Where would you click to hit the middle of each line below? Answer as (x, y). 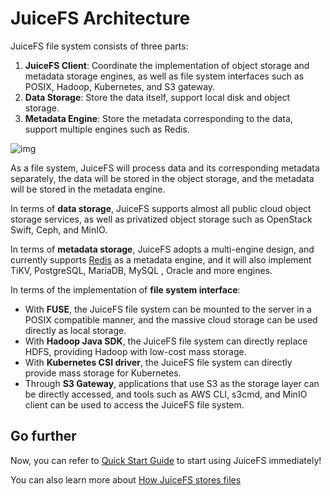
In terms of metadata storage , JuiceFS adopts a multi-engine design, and (162, 249)
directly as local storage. (75, 330)
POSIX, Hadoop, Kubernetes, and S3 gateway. (120, 86)
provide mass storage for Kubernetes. (103, 373)
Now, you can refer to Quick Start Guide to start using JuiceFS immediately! (166, 460)
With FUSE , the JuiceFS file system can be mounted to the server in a (168, 309)
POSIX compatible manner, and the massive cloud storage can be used (171, 319)
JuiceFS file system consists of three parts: (99, 46)
